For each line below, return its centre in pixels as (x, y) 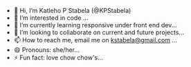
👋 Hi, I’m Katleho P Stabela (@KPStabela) (72, 11)
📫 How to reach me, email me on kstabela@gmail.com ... (95, 40)
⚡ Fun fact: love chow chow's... (58, 57)
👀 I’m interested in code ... (51, 18)
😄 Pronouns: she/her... (47, 50)
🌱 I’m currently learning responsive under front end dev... (95, 25)
